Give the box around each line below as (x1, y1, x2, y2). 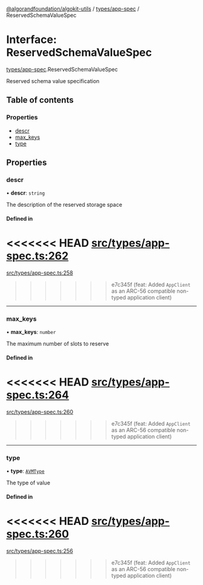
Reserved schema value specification (6, 77, 100, 84)
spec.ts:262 (6, 249, 69, 263)
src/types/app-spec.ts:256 (6, 547, 74, 554)
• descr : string (6, 189, 45, 196)
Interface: (6, 33, 57, 47)
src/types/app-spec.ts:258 (6, 269, 74, 276)
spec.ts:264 (6, 388, 69, 402)
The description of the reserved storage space (6, 201, 123, 209)
